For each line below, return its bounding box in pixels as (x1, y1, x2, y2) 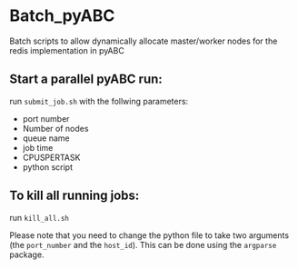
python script (22, 161, 73, 173)
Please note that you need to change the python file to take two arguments (9, 229, 289, 241)
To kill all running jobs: (9, 188, 140, 204)
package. (9, 249, 45, 260)
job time (22, 142, 54, 153)
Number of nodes (22, 123, 89, 134)
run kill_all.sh (9, 212, 70, 223)
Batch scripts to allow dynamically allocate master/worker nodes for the (9, 35, 278, 46)
